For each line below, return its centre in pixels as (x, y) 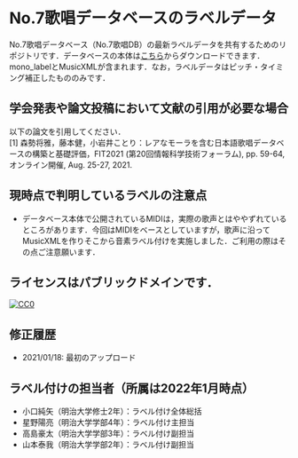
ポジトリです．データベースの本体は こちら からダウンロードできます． (137, 55)
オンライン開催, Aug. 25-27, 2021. (71, 164)
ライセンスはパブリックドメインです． (114, 282)
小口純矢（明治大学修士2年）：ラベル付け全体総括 (112, 411)
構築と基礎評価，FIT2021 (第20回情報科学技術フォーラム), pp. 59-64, (159, 154)
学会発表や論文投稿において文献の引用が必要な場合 (149, 109)
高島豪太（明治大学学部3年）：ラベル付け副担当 (108, 433)
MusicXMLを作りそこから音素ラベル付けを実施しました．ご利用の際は (150, 241)
